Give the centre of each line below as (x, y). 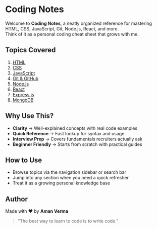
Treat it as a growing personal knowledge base (61, 183)
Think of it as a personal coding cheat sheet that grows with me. (72, 34)
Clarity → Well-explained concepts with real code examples (75, 128)
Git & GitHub (25, 78)
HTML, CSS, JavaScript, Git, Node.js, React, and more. (62, 28)
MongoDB (23, 100)
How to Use (24, 160)
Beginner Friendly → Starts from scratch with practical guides (77, 144)
